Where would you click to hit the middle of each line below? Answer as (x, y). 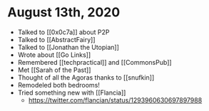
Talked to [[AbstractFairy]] (56, 39)
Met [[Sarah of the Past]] (54, 70)
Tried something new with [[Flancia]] (72, 92)
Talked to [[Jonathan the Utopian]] (68, 47)
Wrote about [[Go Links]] (54, 55)
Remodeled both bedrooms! (58, 85)
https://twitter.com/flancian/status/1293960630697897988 (115, 100)
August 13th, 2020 (64, 12)
